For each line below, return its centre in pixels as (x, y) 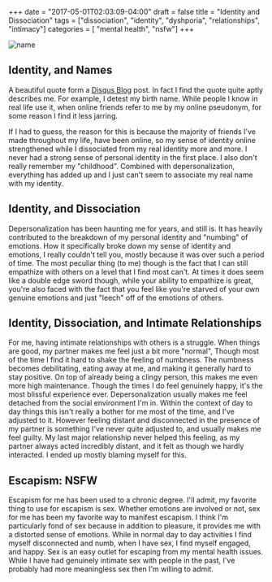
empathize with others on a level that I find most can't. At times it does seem (136, 271)
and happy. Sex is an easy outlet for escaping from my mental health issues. (136, 552)
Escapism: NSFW (53, 480)
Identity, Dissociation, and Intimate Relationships (135, 323)
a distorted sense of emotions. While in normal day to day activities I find (130, 535)
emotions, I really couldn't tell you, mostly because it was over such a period (136, 254)
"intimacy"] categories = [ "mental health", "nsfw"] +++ (101, 29)
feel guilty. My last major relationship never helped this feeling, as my (124, 437)
